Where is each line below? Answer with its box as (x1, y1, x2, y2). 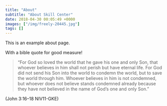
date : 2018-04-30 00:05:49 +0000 (5, 17, 75, 22)
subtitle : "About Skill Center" (5, 12, 73, 17)
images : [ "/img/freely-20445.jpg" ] (5, 21, 80, 27)
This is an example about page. (5, 40, 70, 46)
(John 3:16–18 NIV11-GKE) (5, 96, 59, 102)
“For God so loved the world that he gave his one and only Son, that (17, 59, 158, 65)
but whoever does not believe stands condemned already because (17, 81, 156, 87)
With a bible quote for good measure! (5, 50, 83, 56)
